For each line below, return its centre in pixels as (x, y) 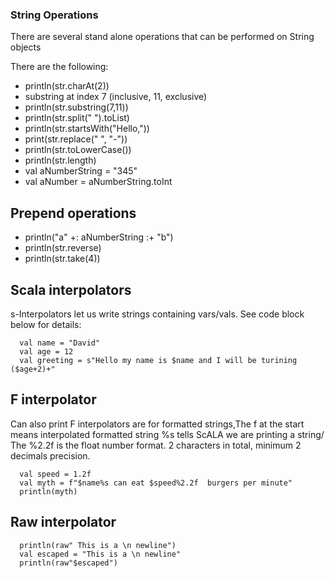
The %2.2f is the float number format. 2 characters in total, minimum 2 (156, 445)
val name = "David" (60, 343)
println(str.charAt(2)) (67, 86)
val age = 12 (46, 351)
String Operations (54, 15)
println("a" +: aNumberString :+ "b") (99, 237)
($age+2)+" (33, 369)
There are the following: (59, 67)
